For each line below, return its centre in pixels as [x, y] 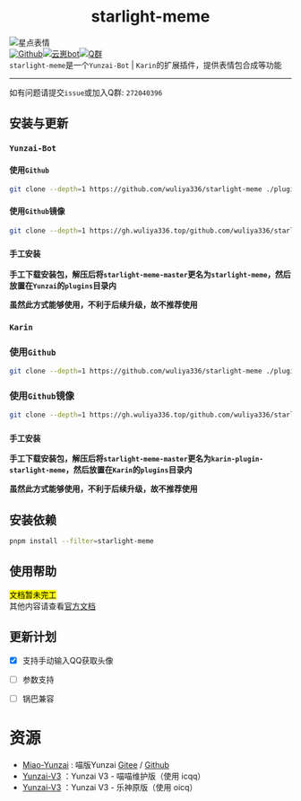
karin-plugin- [237, 460]
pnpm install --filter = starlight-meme [82, 541]
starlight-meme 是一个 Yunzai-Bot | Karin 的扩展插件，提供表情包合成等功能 [146, 65]
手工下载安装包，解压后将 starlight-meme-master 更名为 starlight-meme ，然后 [150, 274]
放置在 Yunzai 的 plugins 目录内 [63, 286]
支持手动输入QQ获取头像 [68, 660]
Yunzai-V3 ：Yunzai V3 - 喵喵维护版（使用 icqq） [114, 776]
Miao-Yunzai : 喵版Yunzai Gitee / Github [96, 764]
